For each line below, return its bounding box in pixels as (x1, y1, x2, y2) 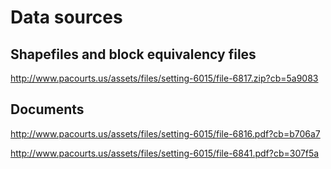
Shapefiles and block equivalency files (10, 46, 257, 63)
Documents (10, 101, 85, 118)
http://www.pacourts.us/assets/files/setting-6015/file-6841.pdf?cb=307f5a (10, 147, 320, 159)
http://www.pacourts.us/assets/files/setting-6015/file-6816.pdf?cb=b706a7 (10, 127, 321, 140)
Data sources (10, 6, 123, 29)
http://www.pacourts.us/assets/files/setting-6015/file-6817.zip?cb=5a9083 (10, 72, 319, 84)
